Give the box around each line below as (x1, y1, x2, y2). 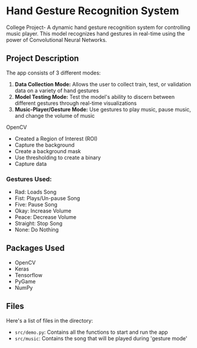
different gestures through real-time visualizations (14, 99, 137, 107)
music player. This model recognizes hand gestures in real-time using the (6, 30, 185, 37)
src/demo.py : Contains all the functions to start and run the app (14, 328, 169, 336)
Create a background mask (14, 147, 81, 154)
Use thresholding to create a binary (14, 154, 101, 161)
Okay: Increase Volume (14, 207, 72, 214)
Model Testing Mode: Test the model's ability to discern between (14, 93, 175, 100)
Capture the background (14, 141, 75, 149)
